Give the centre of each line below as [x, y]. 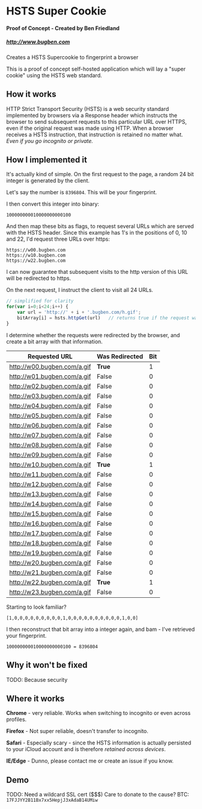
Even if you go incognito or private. [50, 141]
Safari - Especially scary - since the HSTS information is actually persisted [99, 743]
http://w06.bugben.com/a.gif [50, 425]
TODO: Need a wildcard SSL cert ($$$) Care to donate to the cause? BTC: [98, 795]
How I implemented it [47, 160]
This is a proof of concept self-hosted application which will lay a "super [96, 69]
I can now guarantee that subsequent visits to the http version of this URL [97, 272]
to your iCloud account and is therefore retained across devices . [86, 749]
